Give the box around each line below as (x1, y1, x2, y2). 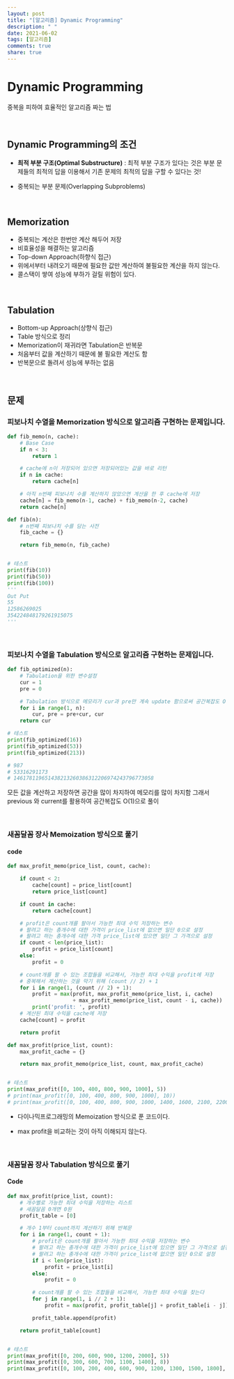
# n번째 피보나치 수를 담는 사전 (19, 523, 100, 530)
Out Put (7, 592, 30, 599)
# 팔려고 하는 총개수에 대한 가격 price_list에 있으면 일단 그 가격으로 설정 (19, 933, 212, 940)
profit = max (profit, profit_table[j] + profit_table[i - (44, 1302, 217, 1309)
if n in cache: (19, 471, 64, 479)
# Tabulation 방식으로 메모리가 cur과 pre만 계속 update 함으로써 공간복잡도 (19, 698, 220, 705)
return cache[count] (32, 907, 92, 914)
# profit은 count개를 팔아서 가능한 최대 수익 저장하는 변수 (19, 920, 173, 927)
